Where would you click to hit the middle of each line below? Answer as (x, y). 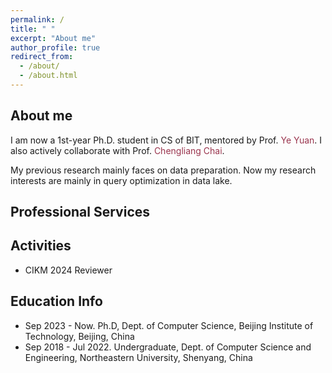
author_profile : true (55, 47)
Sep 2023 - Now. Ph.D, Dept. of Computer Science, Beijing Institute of (169, 325)
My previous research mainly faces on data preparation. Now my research (163, 170)
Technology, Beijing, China (79, 336)
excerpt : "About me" (53, 38)
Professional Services (80, 212)
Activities (41, 246)
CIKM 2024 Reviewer (68, 270)
